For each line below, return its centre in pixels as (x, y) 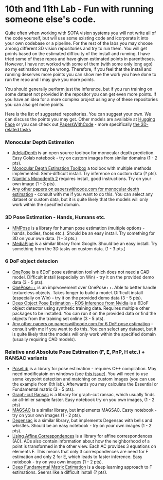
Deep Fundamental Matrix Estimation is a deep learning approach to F (82, 467)
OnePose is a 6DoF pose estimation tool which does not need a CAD (81, 272)
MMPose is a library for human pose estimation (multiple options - (78, 228)
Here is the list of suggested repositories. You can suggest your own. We (78, 114)
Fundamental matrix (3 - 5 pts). (43, 389)
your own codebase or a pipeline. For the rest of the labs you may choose (79, 43)
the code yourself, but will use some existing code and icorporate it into (77, 38)
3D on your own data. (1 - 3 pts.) (45, 238)
